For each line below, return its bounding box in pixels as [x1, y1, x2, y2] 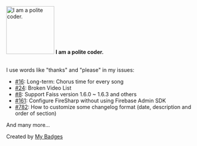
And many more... [6, 121, 50, 128]
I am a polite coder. [55, 48, 104, 56]
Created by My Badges [6, 133, 63, 140]
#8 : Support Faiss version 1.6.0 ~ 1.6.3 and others [14, 91, 137, 98]
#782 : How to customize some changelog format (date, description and [14, 104, 192, 110]
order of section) [14, 110, 57, 117]
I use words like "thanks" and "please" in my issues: [6, 66, 135, 74]
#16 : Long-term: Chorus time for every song [14, 78, 124, 85]
